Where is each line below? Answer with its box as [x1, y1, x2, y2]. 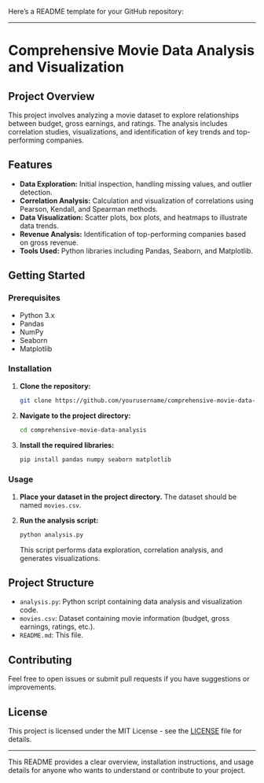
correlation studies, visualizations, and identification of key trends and [8, 127, 236, 136]
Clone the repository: [19, 381, 91, 390]
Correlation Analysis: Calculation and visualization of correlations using [19, 196, 254, 205]
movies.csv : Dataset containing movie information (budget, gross [19, 614, 230, 623]
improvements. [8, 682, 57, 692]
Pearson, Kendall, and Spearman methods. [19, 204, 159, 213]
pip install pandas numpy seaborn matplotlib [19, 456, 171, 464]
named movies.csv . [19, 500, 82, 510]
